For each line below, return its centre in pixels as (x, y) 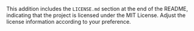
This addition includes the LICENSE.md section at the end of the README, (97, 9)
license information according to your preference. (69, 22)
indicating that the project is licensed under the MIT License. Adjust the (96, 15)
